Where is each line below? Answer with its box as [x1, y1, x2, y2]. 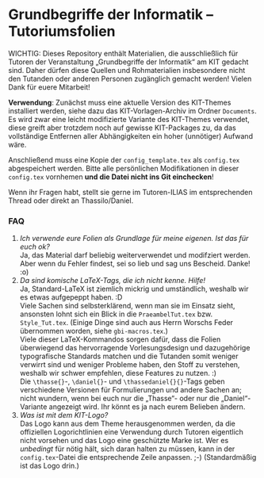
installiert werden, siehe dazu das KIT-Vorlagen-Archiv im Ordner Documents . [8, 105, 257, 116]
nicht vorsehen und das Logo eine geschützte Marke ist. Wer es [19, 436, 229, 445]
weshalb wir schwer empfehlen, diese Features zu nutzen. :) [19, 369, 216, 378]
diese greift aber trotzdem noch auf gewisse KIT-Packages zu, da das [8, 123, 236, 132]
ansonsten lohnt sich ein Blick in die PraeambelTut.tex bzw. [19, 309, 213, 319]
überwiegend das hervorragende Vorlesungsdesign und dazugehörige [19, 343, 251, 353]
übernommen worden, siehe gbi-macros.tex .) [19, 327, 169, 336]
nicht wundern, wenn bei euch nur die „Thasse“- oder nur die [19, 394, 220, 403]
